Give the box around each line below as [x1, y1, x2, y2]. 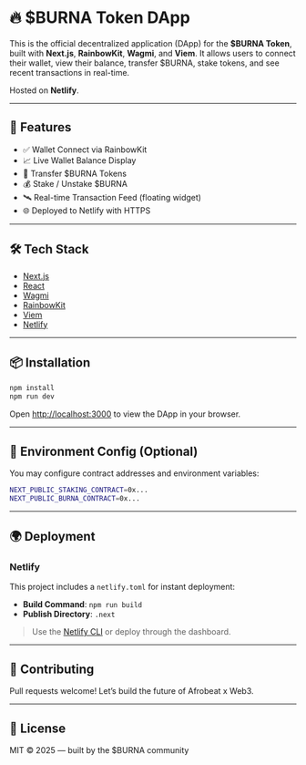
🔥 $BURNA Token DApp [9, 7, 191, 28]
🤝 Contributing [9, 661, 95, 677]
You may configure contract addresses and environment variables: [9, 468, 260, 479]
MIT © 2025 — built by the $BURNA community [9, 745, 189, 755]
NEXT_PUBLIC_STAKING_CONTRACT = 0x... [9, 485, 148, 494]
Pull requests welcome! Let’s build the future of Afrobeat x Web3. [9, 686, 254, 697]
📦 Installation [9, 355, 91, 370]
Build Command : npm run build [22, 599, 143, 610]
